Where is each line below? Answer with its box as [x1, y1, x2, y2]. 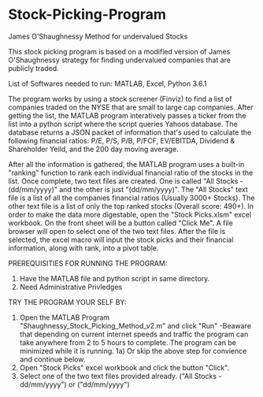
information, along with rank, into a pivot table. [8, 243, 159, 253]
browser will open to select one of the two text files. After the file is [8, 226, 226, 236]
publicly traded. [8, 63, 59, 72]
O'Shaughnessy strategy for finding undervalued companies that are [8, 55, 231, 65]
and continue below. [19, 354, 86, 364]
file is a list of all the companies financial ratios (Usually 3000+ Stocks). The [8, 193, 255, 202]
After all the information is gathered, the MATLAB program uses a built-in [8, 159, 245, 169]
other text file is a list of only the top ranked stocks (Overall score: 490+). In [8, 201, 254, 210]
